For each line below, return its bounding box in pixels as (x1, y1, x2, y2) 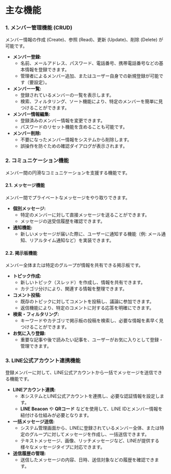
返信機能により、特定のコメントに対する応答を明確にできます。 (20, 305, 154, 311)
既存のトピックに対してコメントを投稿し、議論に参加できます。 (20, 299, 154, 305)
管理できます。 (20, 343, 52, 349)
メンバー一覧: (12, 86, 42, 92)
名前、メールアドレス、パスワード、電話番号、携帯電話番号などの (20, 60, 159, 66)
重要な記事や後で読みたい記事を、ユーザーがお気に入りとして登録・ (20, 337, 163, 343)
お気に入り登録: (12, 330, 46, 336)
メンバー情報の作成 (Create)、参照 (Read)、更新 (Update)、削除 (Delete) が (5, 37, 163, 43)
